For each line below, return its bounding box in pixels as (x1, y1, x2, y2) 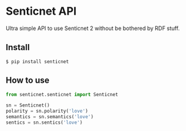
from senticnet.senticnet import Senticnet (6, 91, 119, 97)
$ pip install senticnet (6, 58, 69, 65)
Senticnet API (6, 4, 77, 18)
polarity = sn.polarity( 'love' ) (6, 108, 88, 114)
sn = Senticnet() (6, 102, 50, 108)
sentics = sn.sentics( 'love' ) (6, 119, 83, 126)
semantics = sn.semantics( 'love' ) (6, 114, 94, 120)
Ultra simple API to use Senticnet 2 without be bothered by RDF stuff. (6, 24, 180, 32)
